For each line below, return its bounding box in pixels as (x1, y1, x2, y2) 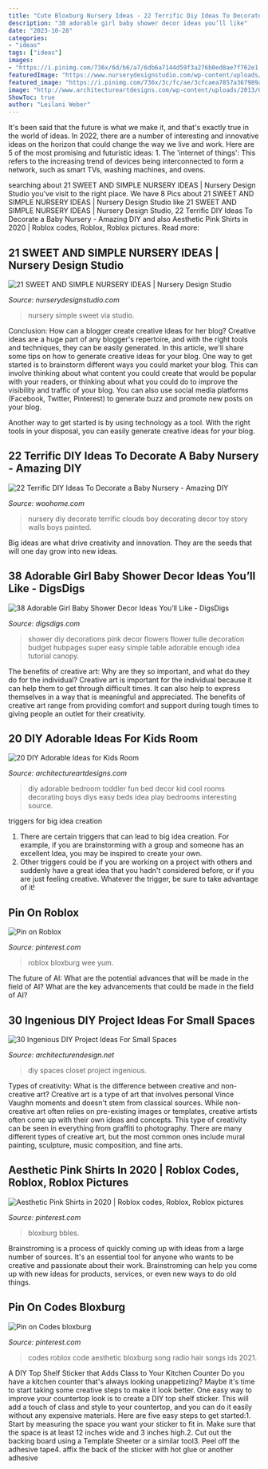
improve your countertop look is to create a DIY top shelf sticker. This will (8, 1393, 249, 1403)
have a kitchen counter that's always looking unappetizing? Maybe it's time (8, 1376, 255, 1386)
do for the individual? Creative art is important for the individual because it (8, 675, 253, 685)
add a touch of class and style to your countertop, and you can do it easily (8, 1402, 253, 1412)
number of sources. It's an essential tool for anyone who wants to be (8, 1252, 234, 1262)
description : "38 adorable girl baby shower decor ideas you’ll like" (8, 19, 248, 27)
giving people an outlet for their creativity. (8, 709, 146, 718)
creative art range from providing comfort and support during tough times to (8, 700, 259, 710)
